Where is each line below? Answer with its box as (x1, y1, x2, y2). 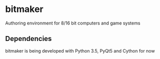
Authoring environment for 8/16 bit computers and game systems (5, 20, 141, 26)
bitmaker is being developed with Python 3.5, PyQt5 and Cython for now (5, 47, 155, 53)
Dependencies (5, 34, 52, 43)
